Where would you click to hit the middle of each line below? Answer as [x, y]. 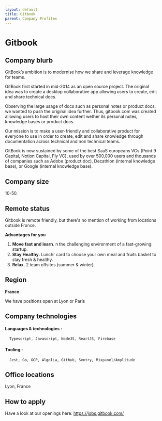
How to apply [25, 401]
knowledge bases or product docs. [40, 122]
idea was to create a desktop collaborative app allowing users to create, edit [81, 92]
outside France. [21, 225]
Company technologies [41, 316]
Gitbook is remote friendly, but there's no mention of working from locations [81, 220]
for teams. [15, 77]
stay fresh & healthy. [32, 259]
